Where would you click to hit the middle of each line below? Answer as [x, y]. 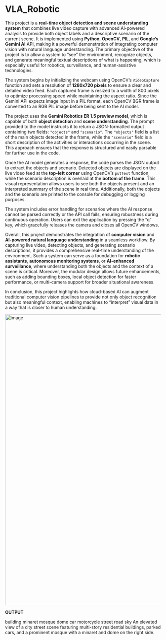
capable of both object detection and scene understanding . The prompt [80, 121]
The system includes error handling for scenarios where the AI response [79, 209]
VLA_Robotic [33, 9]
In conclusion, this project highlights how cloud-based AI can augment [77, 291]
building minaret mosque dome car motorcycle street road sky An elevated [81, 622]
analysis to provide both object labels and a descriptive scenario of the [77, 33]
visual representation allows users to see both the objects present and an [80, 183]
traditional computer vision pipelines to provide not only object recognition [81, 297]
